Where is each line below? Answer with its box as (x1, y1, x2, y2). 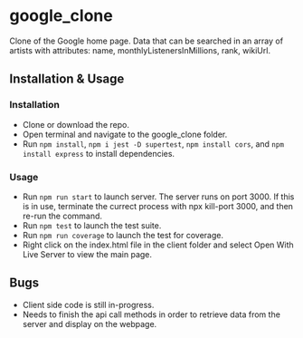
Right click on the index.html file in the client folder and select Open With (22, 239, 294, 250)
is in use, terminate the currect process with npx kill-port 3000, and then (22, 200, 294, 211)
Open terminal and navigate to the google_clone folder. (22, 129, 228, 140)
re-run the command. (22, 210, 102, 221)
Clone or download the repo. (22, 119, 129, 130)
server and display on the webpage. (22, 318, 157, 329)
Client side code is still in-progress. (22, 299, 155, 310)
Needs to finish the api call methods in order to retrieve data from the (22, 309, 280, 320)
